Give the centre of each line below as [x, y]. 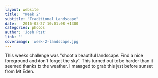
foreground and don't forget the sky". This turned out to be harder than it [79, 61]
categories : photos [25, 28]
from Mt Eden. [20, 71]
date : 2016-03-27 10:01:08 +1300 [42, 23]
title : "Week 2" [23, 14]
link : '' [14, 37]
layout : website [22, 10]
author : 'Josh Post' [26, 32]
